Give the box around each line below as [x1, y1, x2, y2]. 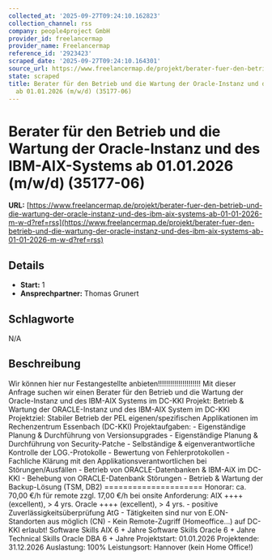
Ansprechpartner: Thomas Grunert [19, 289, 139, 298]
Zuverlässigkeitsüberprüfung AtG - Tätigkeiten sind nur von [8, 507, 206, 517]
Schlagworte [8, 312, 74, 326]
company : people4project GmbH [8, 27, 111, 35]
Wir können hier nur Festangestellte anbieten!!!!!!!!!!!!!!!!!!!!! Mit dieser [8, 378, 236, 388]
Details [8, 259, 45, 272]
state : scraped [8, 72, 60, 80]
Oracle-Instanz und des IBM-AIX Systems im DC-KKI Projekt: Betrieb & [8, 395, 244, 405]
